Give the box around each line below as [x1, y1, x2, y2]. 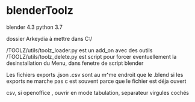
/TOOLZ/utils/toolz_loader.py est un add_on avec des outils [6, 46, 153, 54]
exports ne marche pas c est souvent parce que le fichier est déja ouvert [6, 77, 187, 85]
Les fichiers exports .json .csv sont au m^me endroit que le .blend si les [6, 71, 184, 78]
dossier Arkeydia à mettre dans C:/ [6, 35, 93, 42]
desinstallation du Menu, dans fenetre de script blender [6, 59, 144, 67]
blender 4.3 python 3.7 [6, 23, 63, 31]
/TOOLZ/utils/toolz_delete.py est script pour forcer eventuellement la [6, 53, 177, 60]
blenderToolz [6, 4, 73, 17]
